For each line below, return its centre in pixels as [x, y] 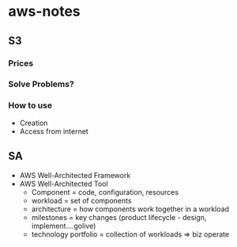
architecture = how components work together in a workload [130, 209]
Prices [21, 63]
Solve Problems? [41, 84]
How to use [30, 105]
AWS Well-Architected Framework [75, 175]
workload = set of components [81, 200]
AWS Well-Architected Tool [64, 184]
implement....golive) [64, 226]
